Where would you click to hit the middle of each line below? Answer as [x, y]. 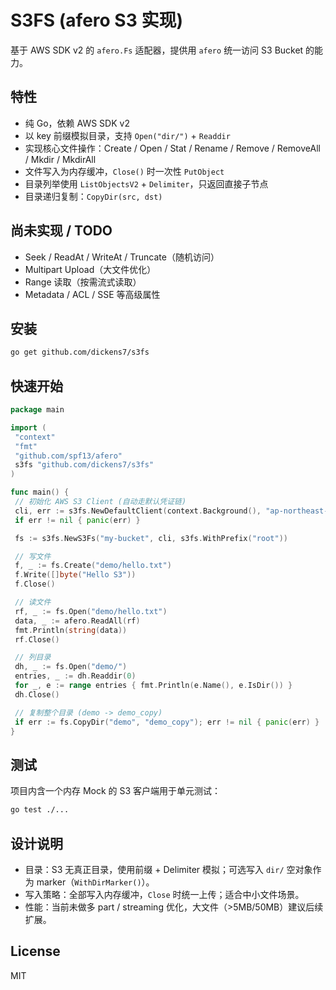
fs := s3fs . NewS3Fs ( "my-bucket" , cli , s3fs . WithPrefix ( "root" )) [151, 538]
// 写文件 [33, 556]
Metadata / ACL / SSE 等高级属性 [92, 294]
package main [37, 410]
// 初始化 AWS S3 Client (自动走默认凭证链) [100, 502]
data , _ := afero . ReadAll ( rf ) [77, 621]
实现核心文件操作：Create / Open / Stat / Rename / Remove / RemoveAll [172, 148]
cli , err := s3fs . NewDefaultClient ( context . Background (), [138, 511]
